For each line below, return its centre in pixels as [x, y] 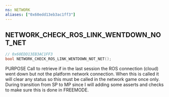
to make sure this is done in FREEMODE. [47, 90]
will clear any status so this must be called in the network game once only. [82, 79]
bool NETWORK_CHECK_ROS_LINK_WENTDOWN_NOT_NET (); [59, 59]
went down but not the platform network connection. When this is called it [82, 74]
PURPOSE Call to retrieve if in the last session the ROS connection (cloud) [82, 69]
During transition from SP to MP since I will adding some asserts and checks [84, 85]
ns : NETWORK [18, 10]
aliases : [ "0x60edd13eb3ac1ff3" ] [40, 15]
